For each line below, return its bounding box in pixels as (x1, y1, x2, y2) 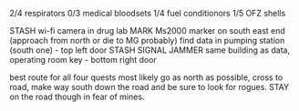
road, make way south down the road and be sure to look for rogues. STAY (9, 82, 290, 92)
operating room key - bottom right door (9, 55, 157, 65)
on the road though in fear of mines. (9, 91, 145, 102)
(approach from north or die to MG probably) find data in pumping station (9, 35, 285, 45)
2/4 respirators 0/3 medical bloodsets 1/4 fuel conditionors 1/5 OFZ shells (9, 8, 286, 18)
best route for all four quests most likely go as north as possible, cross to (9, 72, 284, 83)
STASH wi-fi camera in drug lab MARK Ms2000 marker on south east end (9, 25, 285, 35)
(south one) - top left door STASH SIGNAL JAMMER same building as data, (9, 45, 290, 55)
